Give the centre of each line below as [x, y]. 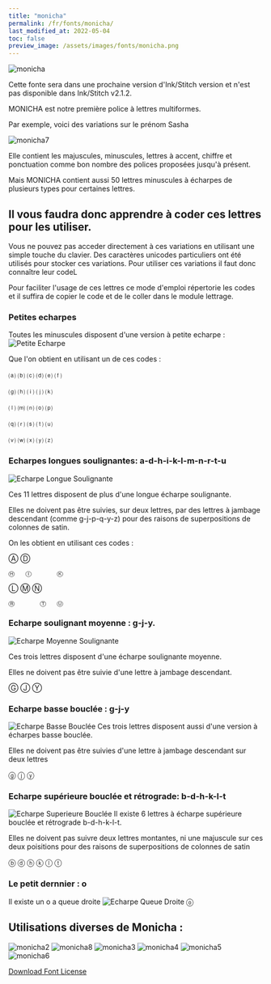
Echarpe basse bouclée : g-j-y [69, 708]
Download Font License [48, 971]
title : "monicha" [38, 16]
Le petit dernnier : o [48, 884]
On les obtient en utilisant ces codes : [71, 543]
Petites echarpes [42, 317]
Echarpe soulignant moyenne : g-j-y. [82, 623]
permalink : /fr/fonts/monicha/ [61, 23]
